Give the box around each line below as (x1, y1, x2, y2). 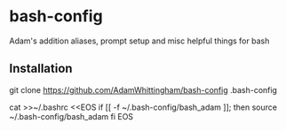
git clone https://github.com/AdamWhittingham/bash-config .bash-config (9, 84, 278, 95)
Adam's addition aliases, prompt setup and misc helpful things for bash (9, 35, 270, 46)
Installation (9, 61, 73, 76)
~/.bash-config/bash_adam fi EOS (9, 111, 134, 121)
